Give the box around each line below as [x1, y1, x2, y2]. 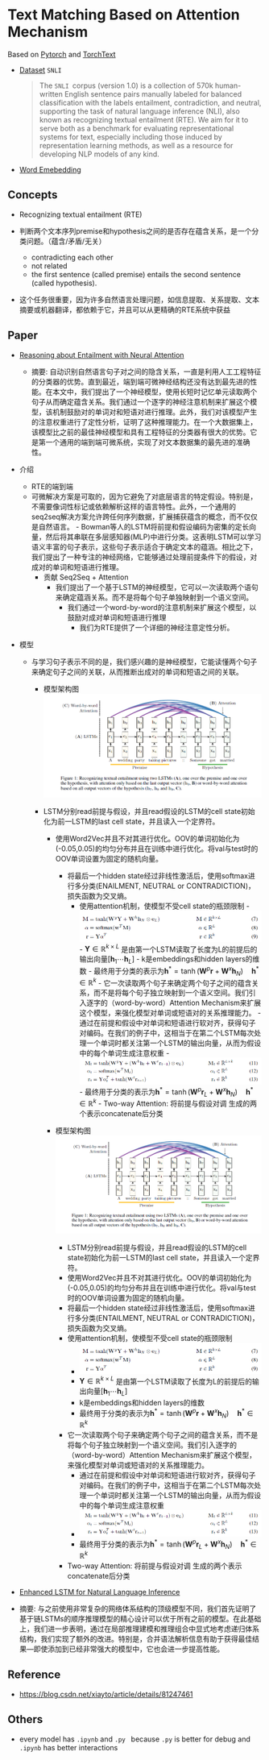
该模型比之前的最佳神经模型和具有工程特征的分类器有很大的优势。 [31, 427, 250, 437]
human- [215, 81, 242, 90]
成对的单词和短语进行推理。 [31, 562, 124, 571]
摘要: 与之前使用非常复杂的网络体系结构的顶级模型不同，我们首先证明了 [19, 1604, 257, 1613]
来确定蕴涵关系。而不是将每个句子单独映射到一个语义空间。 [55, 592, 254, 602]
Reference [7, 1668, 61, 1682]
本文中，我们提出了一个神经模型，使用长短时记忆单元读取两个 [52, 387, 258, 396]
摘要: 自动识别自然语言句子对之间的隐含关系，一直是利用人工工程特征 [31, 367, 262, 376]
